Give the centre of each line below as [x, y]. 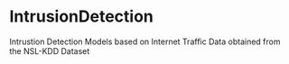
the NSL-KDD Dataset [50, 50]
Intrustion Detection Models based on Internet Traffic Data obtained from [145, 41]
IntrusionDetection [81, 17]
